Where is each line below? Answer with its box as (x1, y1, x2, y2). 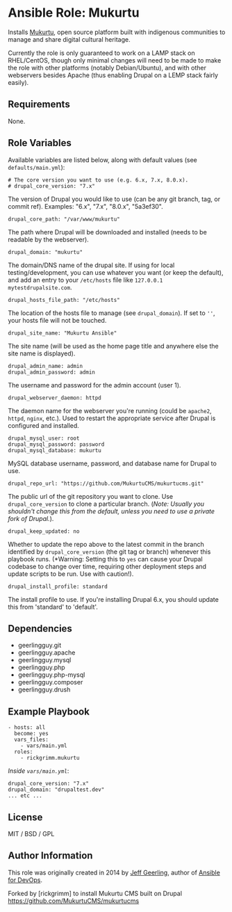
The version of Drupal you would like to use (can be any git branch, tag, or (8, 195, 221, 203)
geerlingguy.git (17, 641, 62, 650)
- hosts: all (8, 724, 46, 731)
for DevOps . (8, 875, 42, 884)
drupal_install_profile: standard (8, 583, 108, 590)
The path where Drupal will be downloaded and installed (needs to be (8, 227, 207, 236)
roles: (14, 749, 33, 755)
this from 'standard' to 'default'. (8, 602, 98, 611)
